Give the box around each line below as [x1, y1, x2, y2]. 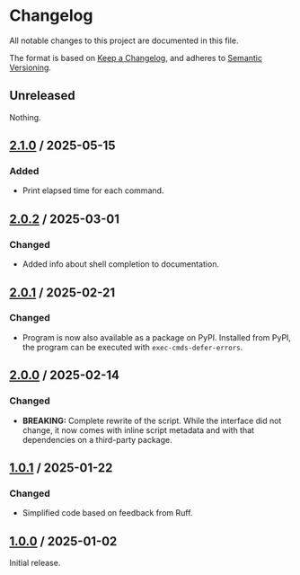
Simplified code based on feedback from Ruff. [22, 508, 193, 518]
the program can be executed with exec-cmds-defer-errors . [22, 341, 243, 352]
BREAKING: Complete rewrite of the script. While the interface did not [22, 415, 282, 426]
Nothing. [9, 111, 42, 122]
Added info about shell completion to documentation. [22, 259, 220, 270]
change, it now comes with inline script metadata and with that [22, 424, 254, 436]
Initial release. [9, 558, 61, 568]
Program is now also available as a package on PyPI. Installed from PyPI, [22, 332, 292, 342]
